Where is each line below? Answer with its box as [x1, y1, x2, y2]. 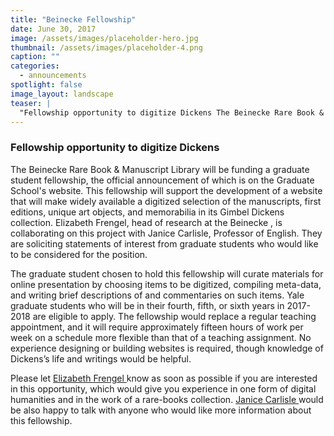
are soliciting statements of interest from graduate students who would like [10, 237, 319, 250]
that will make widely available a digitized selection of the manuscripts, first [10, 195, 322, 207]
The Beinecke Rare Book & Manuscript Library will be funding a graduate [10, 163, 310, 175]
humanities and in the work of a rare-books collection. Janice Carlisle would [10, 393, 324, 405]
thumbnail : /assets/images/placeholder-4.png [10, 42, 203, 53]
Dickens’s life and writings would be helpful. [10, 352, 192, 365]
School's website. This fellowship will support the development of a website [10, 184, 323, 196]
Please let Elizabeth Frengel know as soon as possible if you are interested [10, 372, 318, 384]
